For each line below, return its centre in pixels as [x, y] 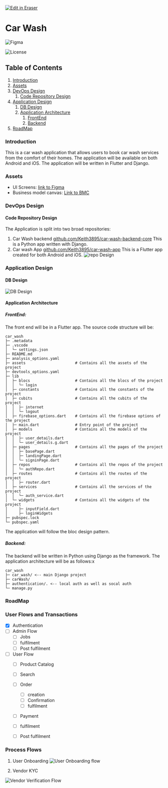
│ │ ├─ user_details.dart [35, 438]
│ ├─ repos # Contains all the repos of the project [84, 465]
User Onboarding [30, 761]
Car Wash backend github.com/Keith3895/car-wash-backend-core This [87, 239]
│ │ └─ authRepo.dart [30, 469]
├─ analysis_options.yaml [32, 359]
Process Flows [23, 750]
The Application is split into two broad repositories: [58, 229]
